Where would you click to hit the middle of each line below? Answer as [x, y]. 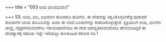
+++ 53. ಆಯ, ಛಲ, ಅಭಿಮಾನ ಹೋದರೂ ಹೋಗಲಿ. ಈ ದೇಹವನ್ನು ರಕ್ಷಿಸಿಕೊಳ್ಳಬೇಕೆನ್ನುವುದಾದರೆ [76, 17]
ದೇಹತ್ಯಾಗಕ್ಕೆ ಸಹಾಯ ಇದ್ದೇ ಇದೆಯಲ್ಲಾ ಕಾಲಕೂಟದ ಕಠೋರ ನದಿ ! [52, 33]
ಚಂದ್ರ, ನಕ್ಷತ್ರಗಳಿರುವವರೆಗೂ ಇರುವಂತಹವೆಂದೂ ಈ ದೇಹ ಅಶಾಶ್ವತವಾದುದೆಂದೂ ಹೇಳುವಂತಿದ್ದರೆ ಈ [76, 28]
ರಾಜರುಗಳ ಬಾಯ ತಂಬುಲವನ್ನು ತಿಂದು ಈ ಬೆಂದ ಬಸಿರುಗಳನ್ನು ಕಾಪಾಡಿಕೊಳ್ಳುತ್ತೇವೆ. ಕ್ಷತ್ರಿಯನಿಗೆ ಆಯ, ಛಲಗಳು [83, 22]
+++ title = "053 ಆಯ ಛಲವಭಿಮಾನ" [37, 7]
